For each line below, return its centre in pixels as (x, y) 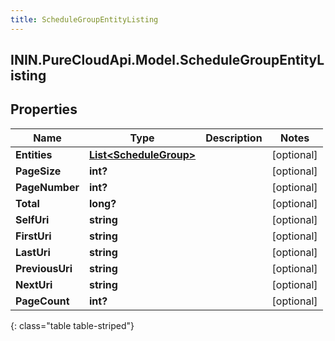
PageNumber (47, 187)
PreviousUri (44, 268)
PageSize (38, 171)
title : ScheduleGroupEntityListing (84, 19)
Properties (44, 109)
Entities (34, 154)
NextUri (34, 284)
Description (234, 138)
